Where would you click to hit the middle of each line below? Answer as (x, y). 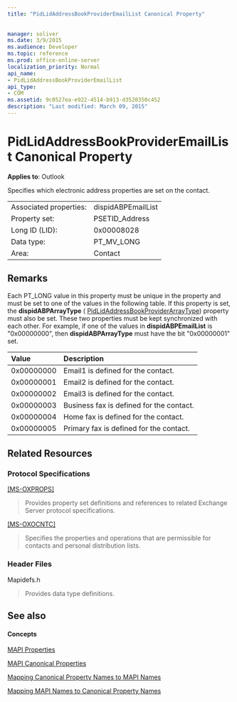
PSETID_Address (122, 218)
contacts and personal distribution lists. (83, 546)
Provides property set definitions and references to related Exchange (126, 503)
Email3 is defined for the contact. (119, 393)
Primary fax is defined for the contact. (127, 428)
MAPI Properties (31, 650)
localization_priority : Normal (54, 67)
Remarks (28, 278)
